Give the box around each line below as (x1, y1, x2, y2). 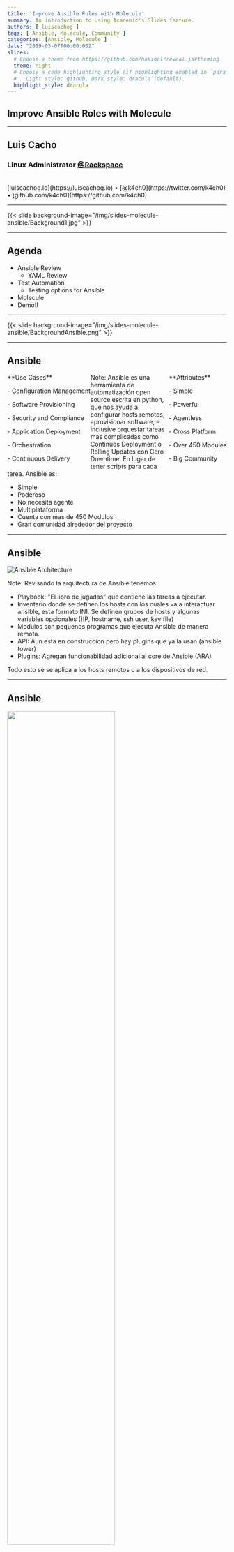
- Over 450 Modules (169, 441, 227, 449)
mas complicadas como (90, 433, 159, 441)
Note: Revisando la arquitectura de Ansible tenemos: (7, 579, 158, 588)
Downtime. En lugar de (90, 455, 156, 463)
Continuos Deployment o (90, 440, 162, 449)
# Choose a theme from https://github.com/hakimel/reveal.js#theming (13, 56, 219, 63)
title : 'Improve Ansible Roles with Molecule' (7, 10, 145, 17)
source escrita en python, (90, 396, 164, 404)
